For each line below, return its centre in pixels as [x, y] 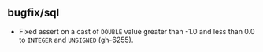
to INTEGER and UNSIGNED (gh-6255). [76, 40]
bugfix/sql [33, 13]
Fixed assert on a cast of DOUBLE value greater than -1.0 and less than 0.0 [137, 31]
